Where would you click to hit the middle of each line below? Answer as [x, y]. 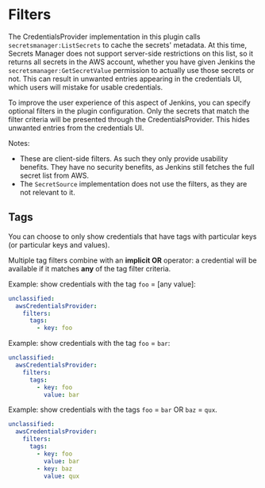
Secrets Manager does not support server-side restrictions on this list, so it [131, 53]
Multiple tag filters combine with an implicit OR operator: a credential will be [132, 260]
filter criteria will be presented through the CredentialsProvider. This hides [129, 119]
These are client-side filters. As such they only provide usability [124, 158]
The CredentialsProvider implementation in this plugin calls [104, 37]
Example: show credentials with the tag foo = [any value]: [102, 284]
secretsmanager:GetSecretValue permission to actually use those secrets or [131, 70]
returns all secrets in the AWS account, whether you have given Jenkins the [132, 62]
